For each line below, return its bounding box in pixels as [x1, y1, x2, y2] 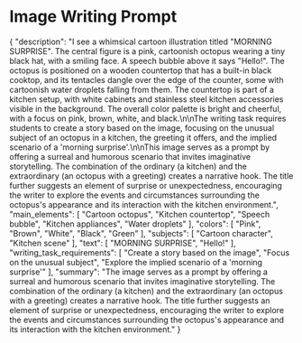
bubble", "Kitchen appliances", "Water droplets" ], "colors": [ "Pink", [9, 218, 261, 229]
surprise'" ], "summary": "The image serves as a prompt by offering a [9, 266, 269, 277]
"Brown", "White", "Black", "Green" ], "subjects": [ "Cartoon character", [9, 227, 273, 238]
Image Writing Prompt [9, 6, 178, 27]
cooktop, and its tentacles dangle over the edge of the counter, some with [9, 74, 284, 85]
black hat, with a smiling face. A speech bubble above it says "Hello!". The [9, 55, 286, 66]
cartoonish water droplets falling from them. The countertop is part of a [9, 84, 275, 95]
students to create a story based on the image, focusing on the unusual [9, 122, 275, 133]
